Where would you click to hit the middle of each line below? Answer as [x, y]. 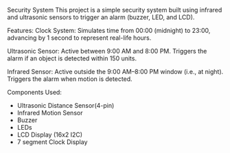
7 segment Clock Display [52, 142]
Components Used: [34, 92]
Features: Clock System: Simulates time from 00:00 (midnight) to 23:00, [109, 31]
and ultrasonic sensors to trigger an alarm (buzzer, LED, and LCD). [101, 17]
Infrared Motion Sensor [50, 113]
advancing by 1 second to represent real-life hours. [79, 38]
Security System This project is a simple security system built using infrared [115, 10]
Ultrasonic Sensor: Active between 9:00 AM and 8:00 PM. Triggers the [107, 51]
